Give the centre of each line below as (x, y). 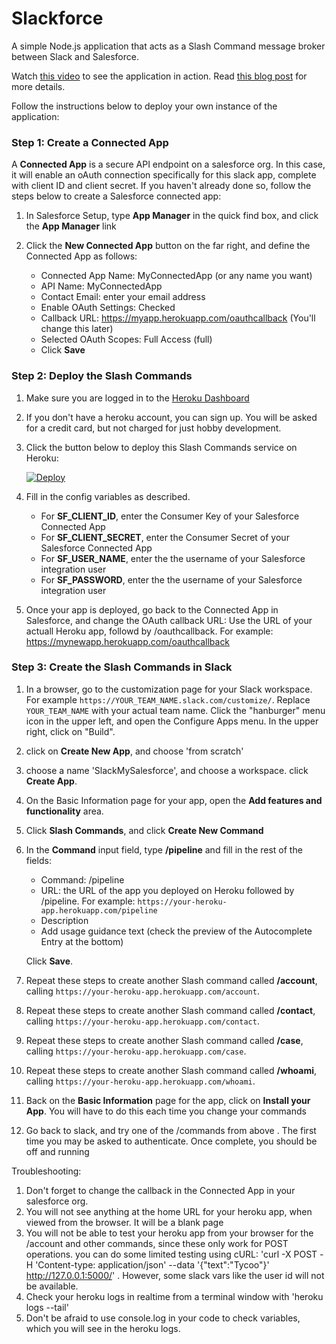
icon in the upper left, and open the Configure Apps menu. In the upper (172, 721)
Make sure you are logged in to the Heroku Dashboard (137, 398)
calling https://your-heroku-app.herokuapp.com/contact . (142, 1021)
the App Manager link (71, 226)
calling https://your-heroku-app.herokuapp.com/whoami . (140, 1081)
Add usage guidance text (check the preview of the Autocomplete (176, 931)
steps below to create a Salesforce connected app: (116, 196)
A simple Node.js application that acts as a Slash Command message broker (168, 46)
